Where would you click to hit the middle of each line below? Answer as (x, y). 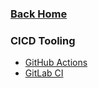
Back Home (39, 14)
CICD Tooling (43, 40)
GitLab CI (44, 73)
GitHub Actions (56, 63)
